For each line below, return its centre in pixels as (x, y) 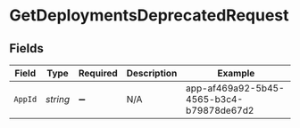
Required (98, 73)
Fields (27, 48)
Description (152, 73)
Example (236, 73)
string (57, 99)
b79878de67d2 (220, 110)
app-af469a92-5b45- (235, 88)
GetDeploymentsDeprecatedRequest (149, 16)
